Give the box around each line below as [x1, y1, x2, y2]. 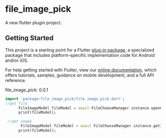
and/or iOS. [5, 57, 29, 63]
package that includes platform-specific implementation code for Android [5, 52, 155, 58]
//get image [7, 119, 32, 124]
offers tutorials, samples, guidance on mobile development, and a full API [5, 72, 154, 78]
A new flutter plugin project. [5, 20, 62, 26]
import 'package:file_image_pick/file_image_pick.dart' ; [5, 96, 125, 101]
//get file [5, 101, 28, 106]
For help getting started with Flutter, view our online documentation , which [5, 67, 157, 73]
